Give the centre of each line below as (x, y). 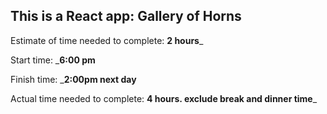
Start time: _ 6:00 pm (53, 60)
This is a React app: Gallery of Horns (126, 16)
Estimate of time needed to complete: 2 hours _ (107, 40)
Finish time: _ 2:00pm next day (73, 79)
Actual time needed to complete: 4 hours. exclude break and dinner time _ (164, 98)
